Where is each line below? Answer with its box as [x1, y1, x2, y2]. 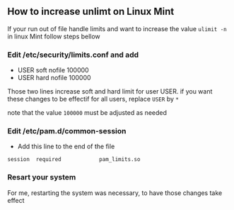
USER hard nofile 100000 [17, 74, 91, 82]
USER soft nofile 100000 [17, 66, 90, 74]
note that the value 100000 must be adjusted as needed [7, 109, 168, 117]
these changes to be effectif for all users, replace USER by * [7, 95, 179, 104]
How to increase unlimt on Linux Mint [7, 6, 175, 18]
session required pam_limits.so [7, 156, 141, 163]
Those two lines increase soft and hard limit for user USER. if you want [7, 87, 213, 96]
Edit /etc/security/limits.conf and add [7, 50, 139, 60]
